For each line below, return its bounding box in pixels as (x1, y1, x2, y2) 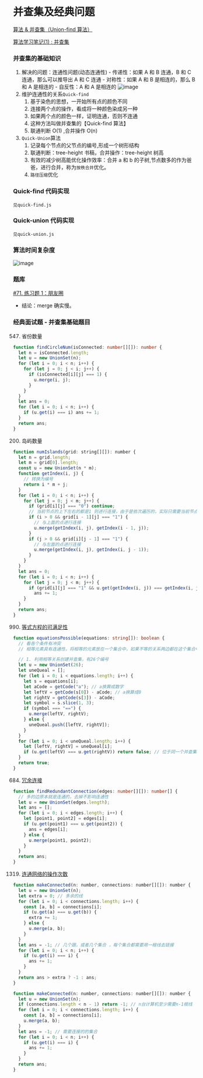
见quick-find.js (13, 202, 52, 208)
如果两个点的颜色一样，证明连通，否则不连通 (30, 112, 138, 120)
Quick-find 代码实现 (13, 187, 70, 195)
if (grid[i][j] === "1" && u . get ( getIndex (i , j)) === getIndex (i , (28, 585, 194, 591)
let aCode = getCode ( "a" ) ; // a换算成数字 (23, 684, 124, 689)
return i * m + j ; (23, 481, 68, 487)
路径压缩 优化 (30, 171, 58, 178)
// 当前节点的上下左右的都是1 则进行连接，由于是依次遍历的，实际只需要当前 (28, 509, 190, 515)
